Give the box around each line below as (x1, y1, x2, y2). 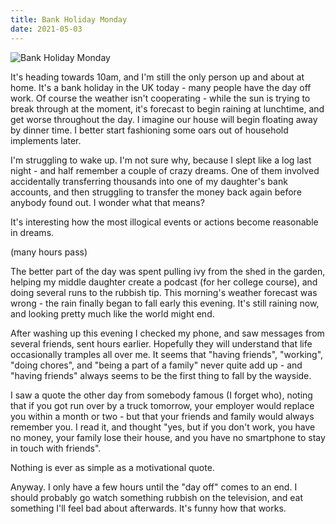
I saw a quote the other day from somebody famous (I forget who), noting (10, 389, 313, 401)
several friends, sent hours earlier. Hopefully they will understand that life (10, 337, 313, 350)
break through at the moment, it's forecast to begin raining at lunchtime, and (10, 102, 325, 115)
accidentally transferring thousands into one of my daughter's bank (10, 175, 288, 187)
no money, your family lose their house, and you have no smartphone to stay (10, 431, 326, 443)
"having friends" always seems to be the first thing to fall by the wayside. (10, 369, 312, 381)
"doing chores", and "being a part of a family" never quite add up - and (10, 359, 303, 371)
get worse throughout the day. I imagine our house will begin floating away (10, 113, 318, 125)
